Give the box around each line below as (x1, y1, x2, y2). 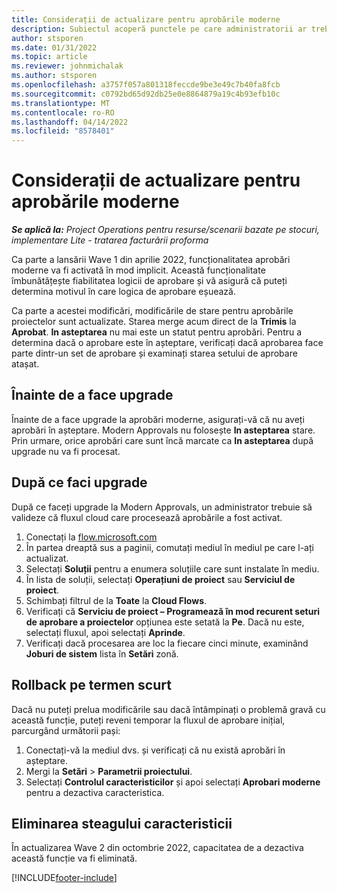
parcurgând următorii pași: (11, 724, 121, 736)
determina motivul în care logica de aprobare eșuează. (11, 286, 236, 298)
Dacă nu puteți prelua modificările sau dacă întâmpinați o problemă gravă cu (11, 703, 326, 715)
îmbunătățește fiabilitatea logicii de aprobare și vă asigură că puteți (11, 275, 288, 287)
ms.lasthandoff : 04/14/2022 (11, 117, 129, 127)
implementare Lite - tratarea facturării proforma (11, 234, 209, 246)
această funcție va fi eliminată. (11, 852, 138, 865)
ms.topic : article (11, 52, 88, 62)
